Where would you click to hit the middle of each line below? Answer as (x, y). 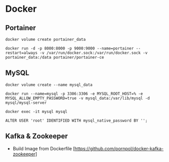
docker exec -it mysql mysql (36, 111)
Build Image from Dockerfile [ (44, 148)
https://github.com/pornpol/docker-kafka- (119, 148)
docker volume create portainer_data (46, 39)
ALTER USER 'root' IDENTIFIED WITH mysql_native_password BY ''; (76, 121)
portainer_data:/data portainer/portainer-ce (55, 57)
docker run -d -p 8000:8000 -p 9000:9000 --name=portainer (70, 49)
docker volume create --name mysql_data (49, 85)
